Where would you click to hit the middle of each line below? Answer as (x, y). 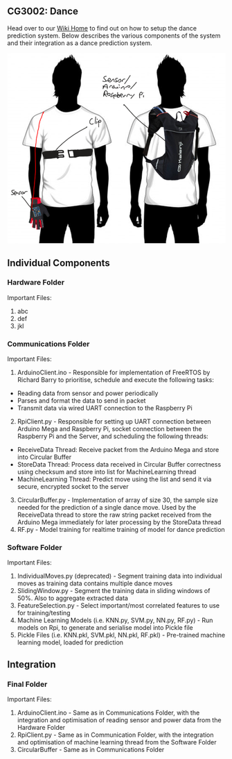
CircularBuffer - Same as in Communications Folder (91, 750)
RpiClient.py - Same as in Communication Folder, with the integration (115, 735)
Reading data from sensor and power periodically (88, 393)
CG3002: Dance (43, 11)
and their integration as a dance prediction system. (80, 43)
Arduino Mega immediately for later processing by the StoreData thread (119, 522)
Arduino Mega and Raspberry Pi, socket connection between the (109, 429)
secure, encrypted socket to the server (73, 487)
